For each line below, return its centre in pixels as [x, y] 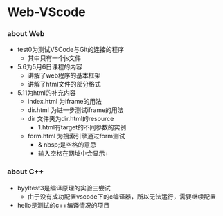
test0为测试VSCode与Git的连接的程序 [71, 50]
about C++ [26, 172]
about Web [26, 34]
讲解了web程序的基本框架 [64, 75]
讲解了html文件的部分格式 [64, 84]
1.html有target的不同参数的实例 [82, 127]
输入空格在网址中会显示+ [73, 154]
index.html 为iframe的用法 [64, 102]
